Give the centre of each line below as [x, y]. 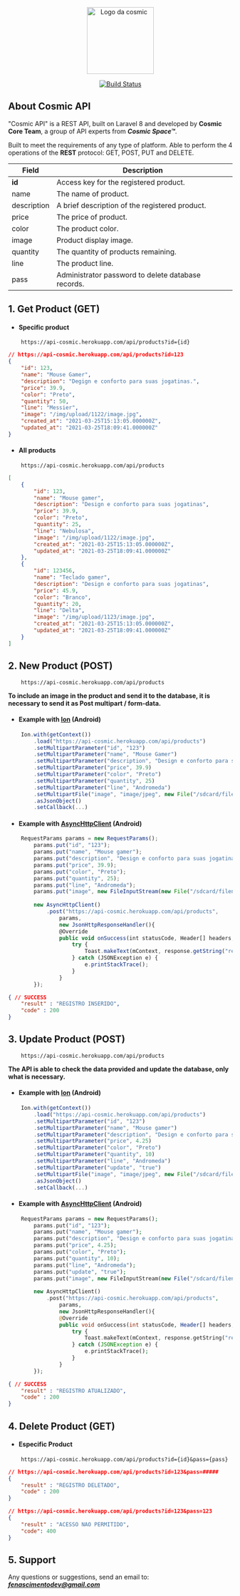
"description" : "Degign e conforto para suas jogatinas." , [110, 381]
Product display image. [95, 240]
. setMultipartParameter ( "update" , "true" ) [98, 1168]
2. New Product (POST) [61, 666]
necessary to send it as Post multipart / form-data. [84, 703]
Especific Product [46, 1444]
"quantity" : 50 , [45, 401]
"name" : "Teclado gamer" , [72, 577]
